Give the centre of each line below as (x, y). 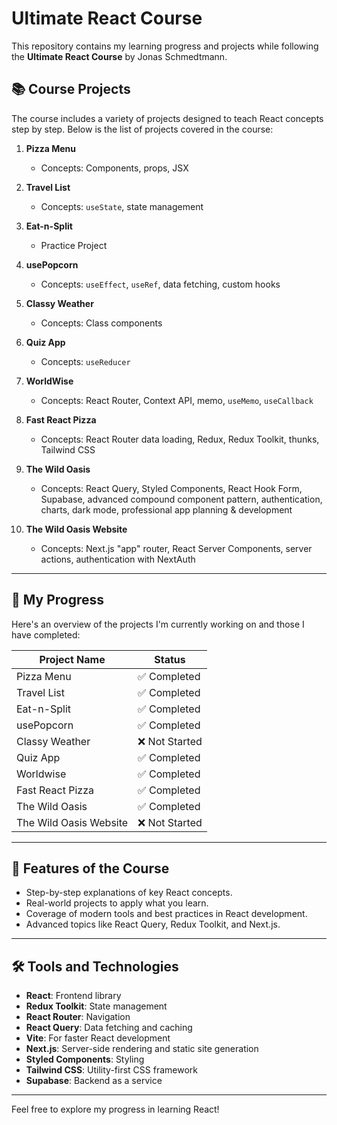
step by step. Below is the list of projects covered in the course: (142, 129)
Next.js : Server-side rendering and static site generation (142, 1049)
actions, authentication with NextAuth (118, 559)
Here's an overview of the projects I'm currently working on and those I (158, 624)
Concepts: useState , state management (122, 206)
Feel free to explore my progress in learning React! (115, 1109)
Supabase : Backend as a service (94, 1081)
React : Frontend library (73, 996)
